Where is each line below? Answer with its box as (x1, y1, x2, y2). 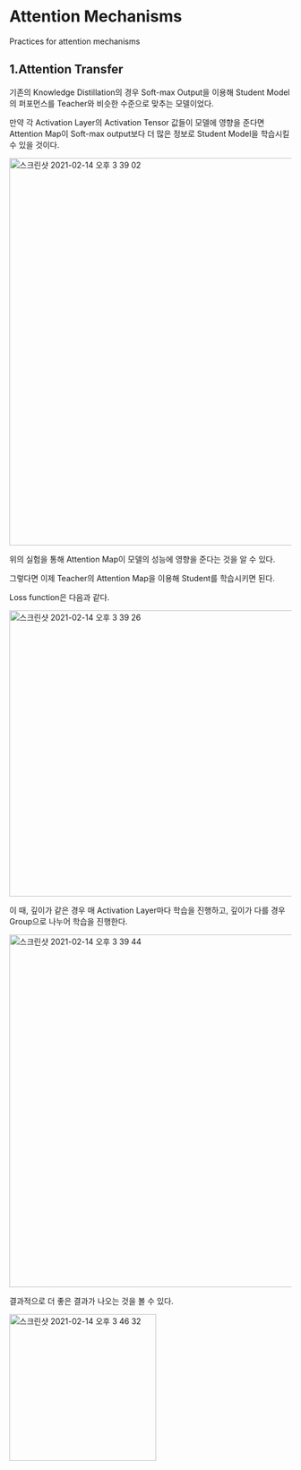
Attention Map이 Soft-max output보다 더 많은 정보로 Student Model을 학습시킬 (9, 128, 290, 139)
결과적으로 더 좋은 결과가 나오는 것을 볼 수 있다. (9, 1295, 175, 1306)
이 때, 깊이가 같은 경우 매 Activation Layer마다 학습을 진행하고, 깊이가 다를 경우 (9, 905, 286, 916)
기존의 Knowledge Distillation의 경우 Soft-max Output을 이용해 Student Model (9, 87, 290, 98)
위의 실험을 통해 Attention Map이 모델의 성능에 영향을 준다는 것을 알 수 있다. (9, 554, 276, 564)
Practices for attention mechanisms (9, 36, 141, 47)
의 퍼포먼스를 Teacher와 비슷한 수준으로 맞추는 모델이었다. (9, 98, 214, 108)
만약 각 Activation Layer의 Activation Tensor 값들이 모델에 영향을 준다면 (9, 116, 265, 127)
